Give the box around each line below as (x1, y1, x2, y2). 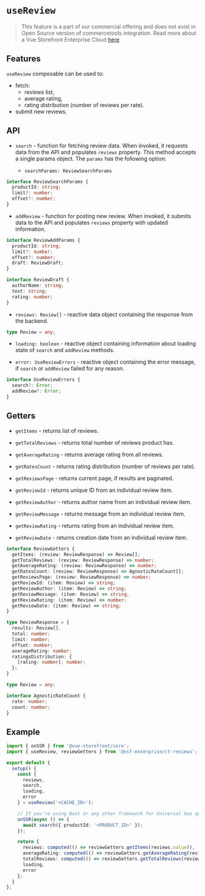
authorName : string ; (12, 282, 64, 289)
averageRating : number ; (12, 648, 72, 654)
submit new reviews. (15, 108, 67, 115)
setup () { (12, 765, 37, 772)
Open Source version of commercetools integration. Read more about (21, 29, 196, 37)
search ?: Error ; (12, 382, 53, 389)
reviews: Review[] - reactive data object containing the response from (15, 311, 193, 318)
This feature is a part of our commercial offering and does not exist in (21, 23, 196, 30)
